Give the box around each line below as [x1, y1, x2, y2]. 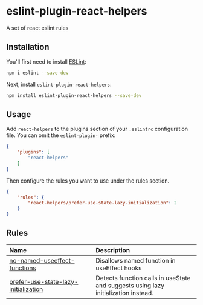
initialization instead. [95, 289, 154, 297]
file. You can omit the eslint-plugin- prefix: [6, 132, 116, 139]
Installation [6, 42, 50, 52]
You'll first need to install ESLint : [6, 58, 86, 65]
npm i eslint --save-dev [6, 70, 69, 76]
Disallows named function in [95, 256, 176, 264]
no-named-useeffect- [9, 256, 75, 264]
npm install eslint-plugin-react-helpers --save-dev [6, 92, 142, 98]
